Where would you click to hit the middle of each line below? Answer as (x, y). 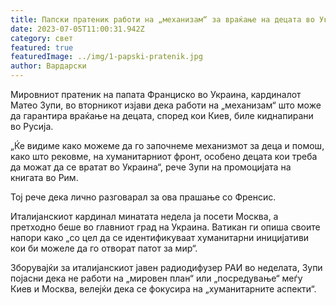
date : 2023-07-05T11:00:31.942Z (77, 29)
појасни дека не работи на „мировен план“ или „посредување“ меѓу (156, 278)
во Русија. (32, 126)
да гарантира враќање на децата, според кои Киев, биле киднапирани (162, 115)
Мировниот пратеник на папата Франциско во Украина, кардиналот (156, 94)
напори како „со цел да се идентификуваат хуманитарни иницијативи (160, 237)
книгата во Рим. (44, 177)
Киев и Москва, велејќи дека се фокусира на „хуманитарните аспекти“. (163, 289)
